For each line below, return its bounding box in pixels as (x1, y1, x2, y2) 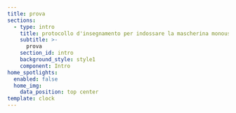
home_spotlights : (7, 69, 58, 76)
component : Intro (20, 62, 71, 69)
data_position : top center (20, 88, 99, 95)
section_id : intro (20, 50, 74, 57)
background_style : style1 (20, 56, 96, 63)
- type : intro (13, 23, 55, 30)
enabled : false (13, 75, 58, 83)
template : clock (7, 95, 55, 102)
